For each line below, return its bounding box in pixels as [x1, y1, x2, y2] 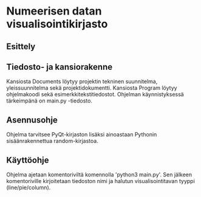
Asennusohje [6, 115, 58, 125]
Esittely [6, 41, 36, 52]
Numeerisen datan [6, 4, 102, 18]
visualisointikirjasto [6, 17, 108, 31]
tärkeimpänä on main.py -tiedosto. [6, 97, 93, 104]
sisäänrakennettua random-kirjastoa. [6, 138, 98, 145]
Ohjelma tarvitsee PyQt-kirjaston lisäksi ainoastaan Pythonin [6, 131, 157, 138]
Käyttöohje [6, 155, 49, 165]
